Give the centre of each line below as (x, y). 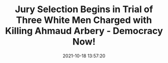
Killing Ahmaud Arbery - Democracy (84, 31)
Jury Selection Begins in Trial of (84, 9)
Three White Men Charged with (84, 20)
